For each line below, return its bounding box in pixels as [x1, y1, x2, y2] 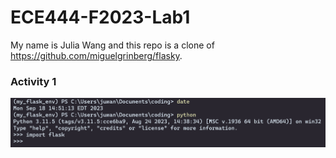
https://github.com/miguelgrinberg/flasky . [10, 49, 183, 61]
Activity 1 [10, 74, 57, 88]
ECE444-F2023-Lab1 [10, 6, 191, 29]
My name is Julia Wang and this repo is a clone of [10, 39, 215, 51]
